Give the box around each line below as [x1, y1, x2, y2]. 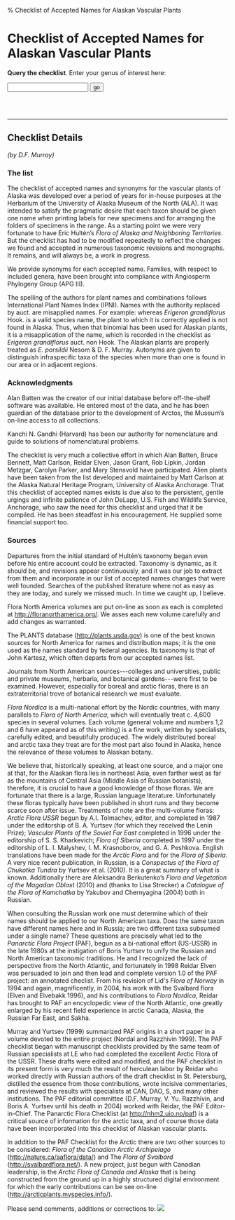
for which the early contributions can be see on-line [7, 1182, 157, 1191]
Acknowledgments [7, 378, 73, 387]
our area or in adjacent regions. [7, 361, 98, 369]
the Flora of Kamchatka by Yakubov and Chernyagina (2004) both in [7, 888, 205, 896]
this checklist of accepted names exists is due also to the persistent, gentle [7, 488, 224, 497]
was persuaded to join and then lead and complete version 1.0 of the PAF [7, 969, 218, 977]
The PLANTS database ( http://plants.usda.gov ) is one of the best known [7, 631, 215, 639]
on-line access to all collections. [7, 416, 100, 425]
